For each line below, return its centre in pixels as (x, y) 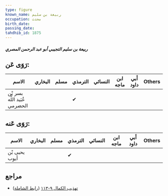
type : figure (19, 10)
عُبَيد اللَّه (16, 99)
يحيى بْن (16, 152)
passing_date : (20, 28)
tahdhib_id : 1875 (23, 33)
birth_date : (17, 24)
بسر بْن (15, 93)
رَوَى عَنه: (17, 123)
